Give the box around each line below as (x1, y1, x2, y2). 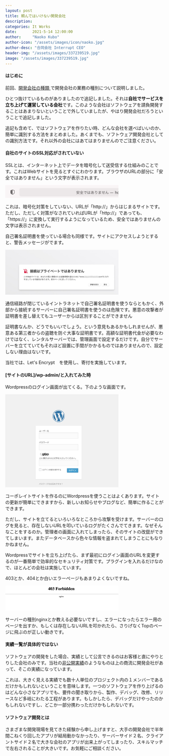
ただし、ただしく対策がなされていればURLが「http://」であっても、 (5, 210, 145, 216)
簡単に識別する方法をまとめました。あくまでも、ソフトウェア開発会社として (5, 131, 164, 137)
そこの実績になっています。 (18, 666, 75, 672)
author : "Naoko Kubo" (5, 35, 59, 40)
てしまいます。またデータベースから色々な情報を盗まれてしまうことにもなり (5, 535, 163, 541)
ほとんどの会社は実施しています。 (14, 564, 84, 571)
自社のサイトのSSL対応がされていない (5, 150, 84, 156)
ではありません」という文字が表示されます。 (9, 174, 102, 180)
